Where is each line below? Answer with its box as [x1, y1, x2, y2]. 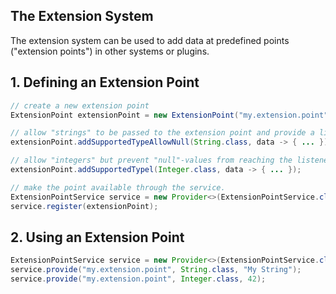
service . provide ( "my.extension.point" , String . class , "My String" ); [10, 265, 302, 275]
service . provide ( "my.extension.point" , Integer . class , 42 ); [10, 274, 267, 284]
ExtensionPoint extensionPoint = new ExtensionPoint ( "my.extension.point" [10, 110, 329, 120]
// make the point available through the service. [10, 182, 226, 193]
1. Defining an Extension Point [10, 74, 200, 91]
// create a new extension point [10, 100, 150, 111]
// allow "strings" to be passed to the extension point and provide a [10, 128, 315, 138]
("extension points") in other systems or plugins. [10, 45, 210, 57]
